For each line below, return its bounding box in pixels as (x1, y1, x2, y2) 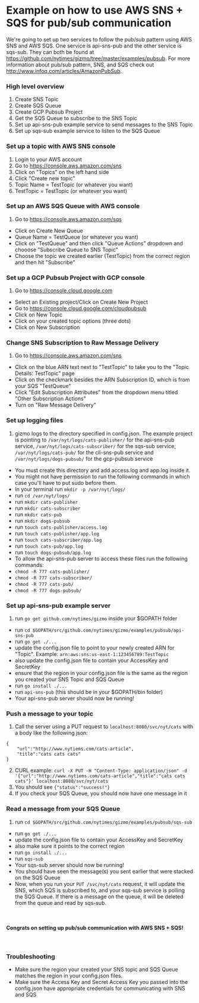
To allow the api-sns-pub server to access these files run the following (14, 555, 188, 562)
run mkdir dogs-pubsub (14, 517, 70, 524)
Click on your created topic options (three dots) (14, 317, 131, 324)
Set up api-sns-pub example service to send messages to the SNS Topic (14, 121, 193, 128)
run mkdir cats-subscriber (14, 504, 81, 512)
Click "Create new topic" (14, 175, 75, 182)
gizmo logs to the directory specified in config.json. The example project (14, 430, 193, 437)
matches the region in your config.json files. (14, 972, 123, 979)
